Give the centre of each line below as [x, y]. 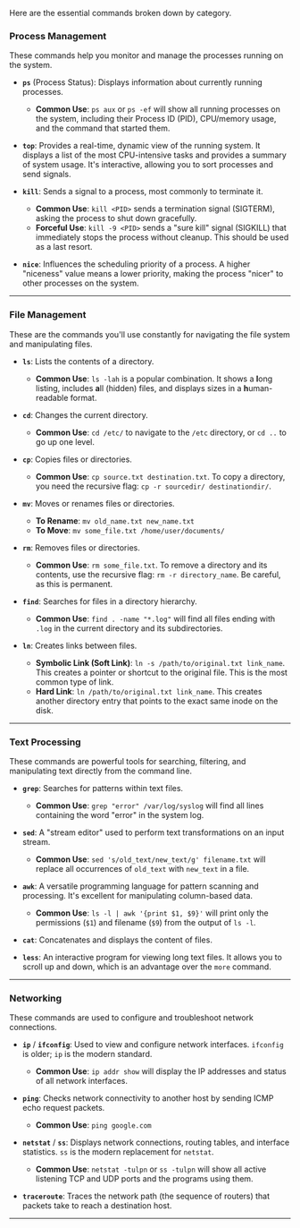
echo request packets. [63, 1108]
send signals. [46, 175]
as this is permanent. [74, 584]
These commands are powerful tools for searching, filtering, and [128, 761]
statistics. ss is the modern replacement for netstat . [118, 1152]
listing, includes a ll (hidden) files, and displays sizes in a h [142, 388]
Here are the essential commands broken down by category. [121, 13]
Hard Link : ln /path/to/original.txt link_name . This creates [149, 691]
